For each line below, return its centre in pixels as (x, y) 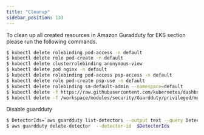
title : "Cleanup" (28, 12)
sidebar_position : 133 (35, 18)
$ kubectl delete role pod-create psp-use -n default (76, 81)
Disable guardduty (29, 109)
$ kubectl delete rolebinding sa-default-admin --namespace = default (95, 86)
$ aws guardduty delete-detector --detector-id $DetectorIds (88, 126)
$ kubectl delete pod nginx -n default (57, 70)
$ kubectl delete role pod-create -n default (65, 58)
